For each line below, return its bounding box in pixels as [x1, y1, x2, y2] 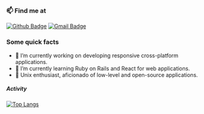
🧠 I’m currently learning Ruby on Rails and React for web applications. [15, 65, 190, 72]
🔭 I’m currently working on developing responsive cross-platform [15, 52, 178, 59]
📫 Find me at [6, 6, 46, 15]
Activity [6, 85, 27, 93]
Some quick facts [6, 38, 59, 46]
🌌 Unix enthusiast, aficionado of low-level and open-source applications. [15, 71, 198, 79]
